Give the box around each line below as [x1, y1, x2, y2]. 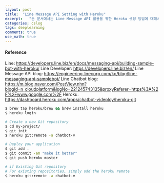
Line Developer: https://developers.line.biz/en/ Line [41, 65, 144, 71]
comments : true [5, 30, 36, 35]
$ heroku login [5, 110, 36, 115]
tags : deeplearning [5, 25, 45, 30]
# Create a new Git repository [5, 119, 69, 124]
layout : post [5, 7, 32, 12]
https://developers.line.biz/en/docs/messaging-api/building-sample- [16, 61, 154, 66]
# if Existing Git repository [5, 164, 67, 169]
